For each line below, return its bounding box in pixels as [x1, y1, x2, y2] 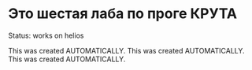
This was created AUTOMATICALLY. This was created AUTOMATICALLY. [8, 46, 246, 55]
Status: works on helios [8, 31, 84, 40]
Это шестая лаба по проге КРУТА [8, 5, 238, 23]
